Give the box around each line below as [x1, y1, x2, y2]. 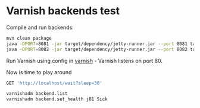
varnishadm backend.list [6, 91, 68, 97]
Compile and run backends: [6, 24, 74, 31]
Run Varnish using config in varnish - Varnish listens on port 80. [6, 57, 162, 64]
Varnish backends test [6, 4, 120, 18]
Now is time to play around [6, 68, 72, 75]
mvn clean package [6, 35, 52, 41]
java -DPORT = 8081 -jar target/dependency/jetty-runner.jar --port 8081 [6, 40, 187, 47]
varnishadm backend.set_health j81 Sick [6, 96, 108, 102]
